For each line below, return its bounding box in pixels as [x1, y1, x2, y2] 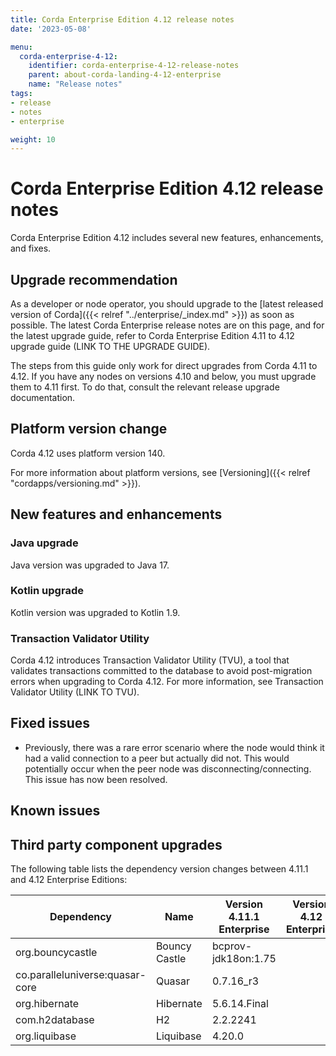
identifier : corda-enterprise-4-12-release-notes [28, 61, 240, 71]
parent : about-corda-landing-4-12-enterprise [28, 70, 222, 80]
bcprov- [211, 939, 253, 953]
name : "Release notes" [28, 79, 123, 90]
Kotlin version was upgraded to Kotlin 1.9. [10, 606, 181, 618]
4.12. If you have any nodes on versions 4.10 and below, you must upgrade [10, 371, 317, 382]
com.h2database [15, 1013, 95, 1027]
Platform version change [10, 421, 168, 438]
